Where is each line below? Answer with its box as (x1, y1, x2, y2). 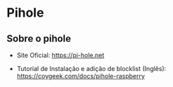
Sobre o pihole (6, 33, 72, 45)
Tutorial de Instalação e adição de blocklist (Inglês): (16, 65, 167, 72)
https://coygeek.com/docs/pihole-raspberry (16, 72, 146, 80)
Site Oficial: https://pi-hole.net (16, 51, 105, 59)
